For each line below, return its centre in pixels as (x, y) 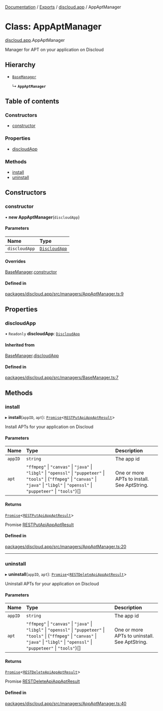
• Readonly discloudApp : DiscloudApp (42, 334)
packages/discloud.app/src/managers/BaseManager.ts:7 (62, 378)
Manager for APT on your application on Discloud (55, 49)
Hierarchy (20, 65)
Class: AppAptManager (53, 27)
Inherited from (20, 345)
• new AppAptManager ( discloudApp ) (42, 217)
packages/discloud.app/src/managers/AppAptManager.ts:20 (66, 547)
